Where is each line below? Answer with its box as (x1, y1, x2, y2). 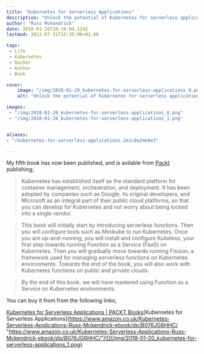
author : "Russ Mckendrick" (6, 20, 75, 26)
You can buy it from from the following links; (6, 297, 117, 304)
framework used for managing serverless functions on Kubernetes (21, 254, 188, 262)
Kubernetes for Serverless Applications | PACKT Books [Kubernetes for (6, 308, 183, 316)
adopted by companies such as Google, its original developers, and (21, 190, 190, 198)
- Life (8, 48, 26, 55)
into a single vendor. (21, 210, 72, 217)
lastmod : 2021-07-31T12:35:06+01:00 (6, 32, 99, 38)
